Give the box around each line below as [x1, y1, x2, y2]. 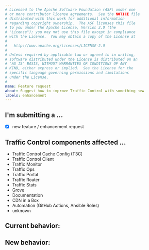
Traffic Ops [12, 166, 35, 172]
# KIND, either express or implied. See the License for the [5, 66, 133, 71]
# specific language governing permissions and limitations [5, 70, 130, 75]
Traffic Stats [12, 182, 37, 187]
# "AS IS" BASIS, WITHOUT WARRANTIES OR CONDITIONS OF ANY [5, 61, 127, 66]
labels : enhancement [5, 93, 47, 98]
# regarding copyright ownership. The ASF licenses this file [5, 20, 136, 26]
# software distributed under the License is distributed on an [5, 57, 138, 62]
